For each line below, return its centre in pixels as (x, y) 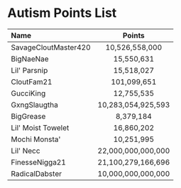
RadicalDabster (37, 173)
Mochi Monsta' (36, 139)
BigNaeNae (30, 59)
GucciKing (28, 93)
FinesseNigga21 (38, 162)
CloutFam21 (32, 81)
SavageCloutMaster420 (51, 47)
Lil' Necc (26, 151)
